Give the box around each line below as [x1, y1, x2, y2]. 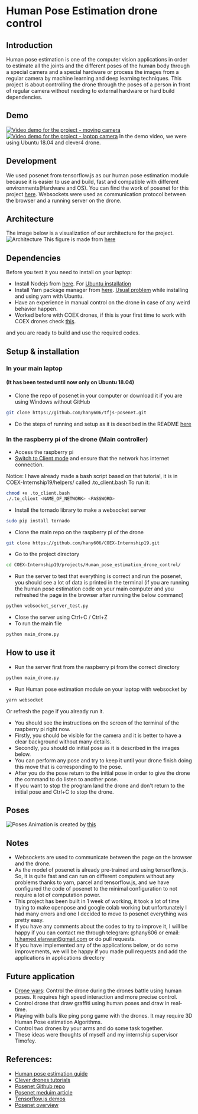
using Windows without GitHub [14, 398, 90, 405]
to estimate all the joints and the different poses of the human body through [6, 62, 190, 69]
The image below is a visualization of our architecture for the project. [6, 229, 174, 237]
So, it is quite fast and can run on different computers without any [14, 873, 175, 880]
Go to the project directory [14, 551, 80, 558]
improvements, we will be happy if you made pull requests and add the [14, 948, 187, 955]
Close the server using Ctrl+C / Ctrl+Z [14, 613, 108, 621]
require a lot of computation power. [14, 891, 101, 899]
